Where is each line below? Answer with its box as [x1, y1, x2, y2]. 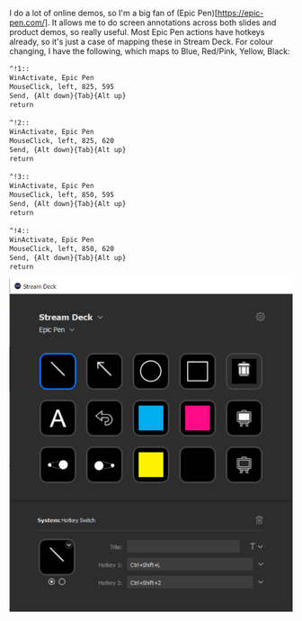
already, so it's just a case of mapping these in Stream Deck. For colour [9, 36, 274, 47]
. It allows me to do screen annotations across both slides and [47, 17, 277, 28]
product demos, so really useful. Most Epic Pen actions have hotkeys [9, 27, 265, 37]
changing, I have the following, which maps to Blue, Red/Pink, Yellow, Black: [9, 46, 290, 57]
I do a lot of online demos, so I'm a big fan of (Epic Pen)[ [9, 8, 218, 18]
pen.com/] [9, 17, 48, 28]
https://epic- [217, 8, 264, 18]
